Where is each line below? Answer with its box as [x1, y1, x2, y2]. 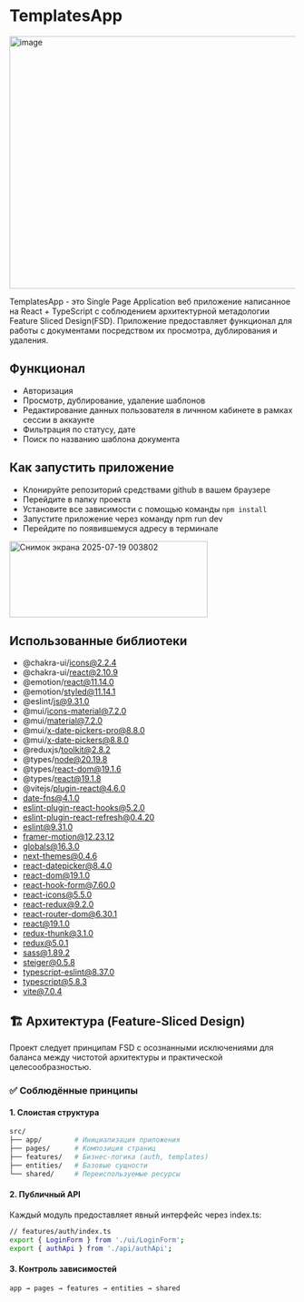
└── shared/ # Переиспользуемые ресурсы [9, 1169, 181, 1178]
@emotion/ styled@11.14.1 [22, 686, 116, 697]
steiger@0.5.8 [22, 957, 75, 968]
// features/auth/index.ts [9, 1226, 112, 1236]
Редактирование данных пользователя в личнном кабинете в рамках [22, 404, 293, 415]
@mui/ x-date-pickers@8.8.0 [22, 734, 130, 746]
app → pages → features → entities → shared [9, 1284, 181, 1293]
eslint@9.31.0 [22, 822, 74, 833]
